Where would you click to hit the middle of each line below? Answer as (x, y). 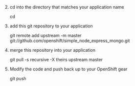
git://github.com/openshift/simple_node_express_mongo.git (70, 41)
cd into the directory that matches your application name (67, 7)
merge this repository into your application (52, 50)
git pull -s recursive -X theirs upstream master (56, 60)
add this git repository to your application (51, 26)
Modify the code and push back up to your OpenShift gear (68, 69)
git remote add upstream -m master (45, 35)
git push (18, 78)
